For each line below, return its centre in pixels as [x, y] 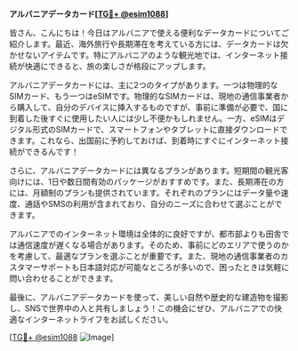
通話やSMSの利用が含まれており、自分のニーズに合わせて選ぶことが [149, 204]
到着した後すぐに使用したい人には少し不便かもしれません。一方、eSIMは [143, 118]
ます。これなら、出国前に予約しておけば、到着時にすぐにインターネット [149, 140]
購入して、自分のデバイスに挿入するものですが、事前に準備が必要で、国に [153, 107]
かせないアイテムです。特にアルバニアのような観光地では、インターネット [145, 55]
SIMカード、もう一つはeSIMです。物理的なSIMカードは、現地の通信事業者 [145, 96]
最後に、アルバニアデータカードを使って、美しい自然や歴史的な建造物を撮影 [149, 297]
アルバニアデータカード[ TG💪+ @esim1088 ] [89, 14]
